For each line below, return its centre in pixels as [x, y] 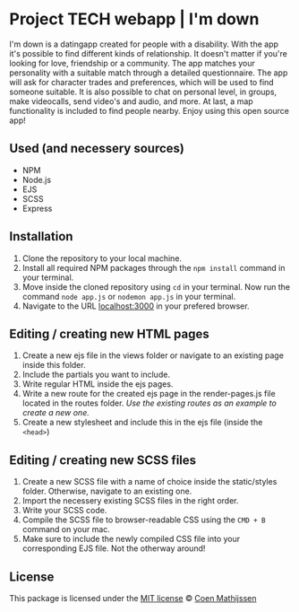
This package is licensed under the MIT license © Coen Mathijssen [133, 598]
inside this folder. [54, 365]
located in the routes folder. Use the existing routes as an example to [149, 403]
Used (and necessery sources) [97, 149]
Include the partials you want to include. [96, 375]
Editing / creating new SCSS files [103, 460]
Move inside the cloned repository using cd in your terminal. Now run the [156, 286]
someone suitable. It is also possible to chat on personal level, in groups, [143, 92]
